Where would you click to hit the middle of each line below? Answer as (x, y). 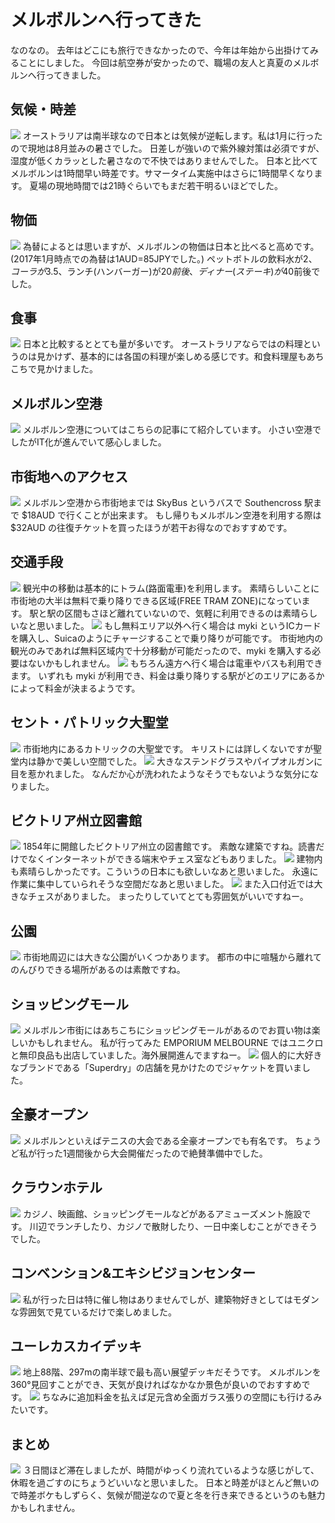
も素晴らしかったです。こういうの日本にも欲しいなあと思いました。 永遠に (164, 872)
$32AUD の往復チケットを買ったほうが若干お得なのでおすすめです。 (151, 527)
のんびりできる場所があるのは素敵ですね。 (98, 970)
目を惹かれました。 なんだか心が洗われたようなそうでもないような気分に (160, 773)
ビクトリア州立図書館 (76, 821)
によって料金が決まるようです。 (75, 688)
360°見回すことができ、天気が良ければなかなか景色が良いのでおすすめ (156, 1385)
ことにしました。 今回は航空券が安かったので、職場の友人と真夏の (155, 62)
